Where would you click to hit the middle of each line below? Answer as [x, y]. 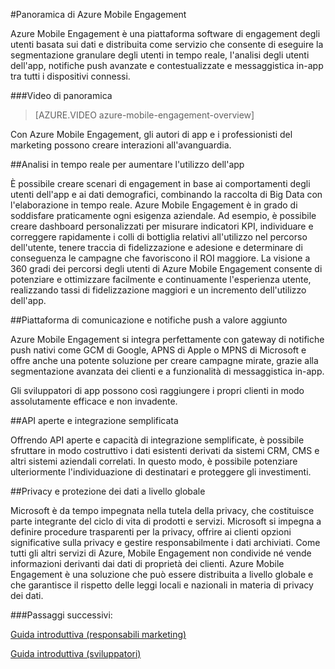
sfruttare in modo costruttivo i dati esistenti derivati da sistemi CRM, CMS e [165, 450]
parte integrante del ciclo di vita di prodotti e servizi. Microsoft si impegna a [166, 521]
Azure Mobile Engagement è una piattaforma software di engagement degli [165, 33]
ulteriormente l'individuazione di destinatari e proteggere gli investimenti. [161, 472]
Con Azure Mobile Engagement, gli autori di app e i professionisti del [151, 134]
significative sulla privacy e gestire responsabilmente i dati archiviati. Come [165, 542]
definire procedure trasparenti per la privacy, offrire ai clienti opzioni [151, 532]
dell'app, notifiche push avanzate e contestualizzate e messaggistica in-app [167, 65]
